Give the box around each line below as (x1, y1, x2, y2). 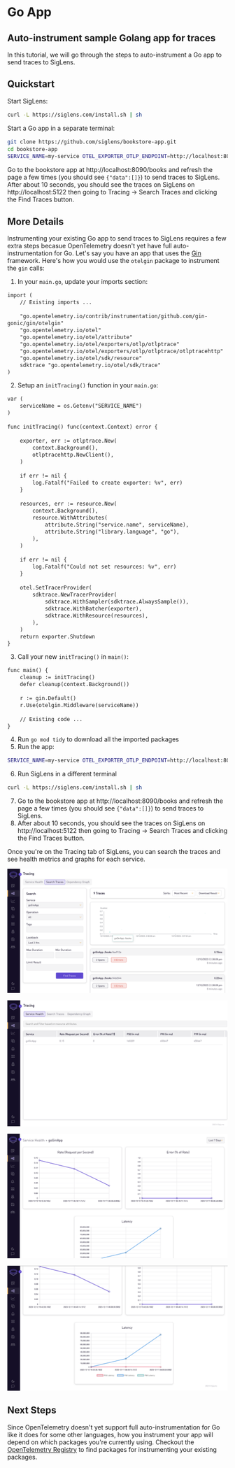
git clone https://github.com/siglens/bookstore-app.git (7, 138, 177, 145)
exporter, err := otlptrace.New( (20, 438, 117, 445)
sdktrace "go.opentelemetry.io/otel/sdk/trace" (20, 362, 161, 369)
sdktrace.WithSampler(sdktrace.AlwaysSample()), (44, 599, 190, 606)
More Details (7, 215, 64, 227)
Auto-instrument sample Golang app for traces (7, 32, 216, 44)
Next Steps (7, 1404, 57, 1416)
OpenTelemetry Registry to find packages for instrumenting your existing (7, 1445, 217, 1453)
